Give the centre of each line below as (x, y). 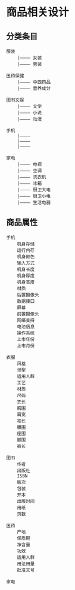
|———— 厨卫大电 (34, 190)
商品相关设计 (38, 12)
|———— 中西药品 (34, 82)
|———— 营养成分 (34, 89)
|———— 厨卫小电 (34, 196)
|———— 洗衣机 (32, 177)
